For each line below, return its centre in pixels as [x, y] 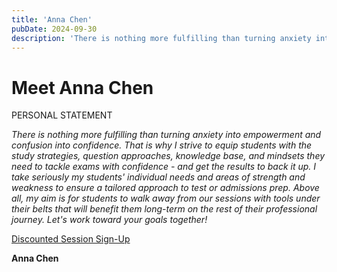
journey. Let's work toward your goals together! [109, 220]
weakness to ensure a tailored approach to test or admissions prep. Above [165, 188]
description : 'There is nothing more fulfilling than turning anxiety [161, 38]
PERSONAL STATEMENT [62, 115]
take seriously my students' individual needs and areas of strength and [158, 177]
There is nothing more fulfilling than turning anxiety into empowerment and [166, 135]
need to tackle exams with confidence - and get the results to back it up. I [164, 167]
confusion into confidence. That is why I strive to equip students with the [162, 145]
